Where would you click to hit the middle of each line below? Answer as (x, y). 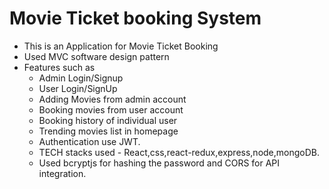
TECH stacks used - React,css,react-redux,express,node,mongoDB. (179, 152)
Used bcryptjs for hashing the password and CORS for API (159, 163)
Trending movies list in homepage (108, 131)
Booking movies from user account (111, 109)
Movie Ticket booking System (135, 18)
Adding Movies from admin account (112, 99)
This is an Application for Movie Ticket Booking (121, 46)
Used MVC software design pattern (96, 56)
